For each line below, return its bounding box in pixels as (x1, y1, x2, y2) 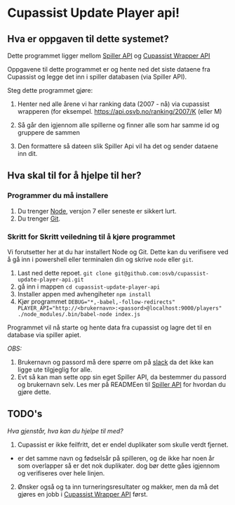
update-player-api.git (17, 276, 84, 283)
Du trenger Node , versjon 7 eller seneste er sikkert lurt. (17, 206, 177, 215)
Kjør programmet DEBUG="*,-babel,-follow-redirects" (17, 297, 175, 306)
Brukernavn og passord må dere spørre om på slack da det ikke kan (17, 358, 214, 366)
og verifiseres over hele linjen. (17, 468, 105, 477)
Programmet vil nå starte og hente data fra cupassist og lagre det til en (7, 323, 212, 332)
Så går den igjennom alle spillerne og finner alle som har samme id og (17, 121, 220, 129)
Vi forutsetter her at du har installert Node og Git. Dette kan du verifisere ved (7, 247, 229, 256)
